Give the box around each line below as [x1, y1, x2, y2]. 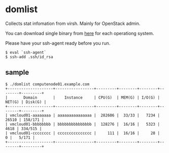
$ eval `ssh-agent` [5, 50, 47, 55]
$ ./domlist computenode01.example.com [5, 81, 90, 87]
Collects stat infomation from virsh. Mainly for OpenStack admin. [5, 20, 141, 26]
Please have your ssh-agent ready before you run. [5, 40, 111, 46]
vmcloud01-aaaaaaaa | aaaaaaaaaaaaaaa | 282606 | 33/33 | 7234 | [10, 113, 160, 118]
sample [5, 68, 29, 77]
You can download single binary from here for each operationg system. [5, 30, 154, 36]
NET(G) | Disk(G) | [5, 99, 47, 105]
